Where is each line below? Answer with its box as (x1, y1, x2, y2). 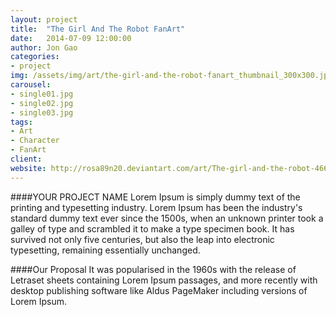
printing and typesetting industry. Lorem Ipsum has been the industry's (10, 201, 303, 213)
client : (10, 154, 43, 164)
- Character (10, 136, 60, 146)
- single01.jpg (10, 89, 74, 99)
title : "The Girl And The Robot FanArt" (10, 24, 186, 34)
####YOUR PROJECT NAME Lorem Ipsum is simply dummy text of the (10, 191, 301, 203)
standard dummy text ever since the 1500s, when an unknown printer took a (10, 212, 324, 224)
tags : (10, 117, 33, 127)
